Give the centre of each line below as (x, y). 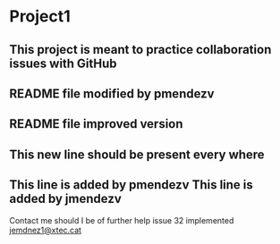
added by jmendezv (66, 199)
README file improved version (96, 124)
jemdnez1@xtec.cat (46, 230)
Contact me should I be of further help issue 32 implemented (122, 220)
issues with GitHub (64, 63)
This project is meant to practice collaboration (140, 50)
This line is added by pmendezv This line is (131, 185)
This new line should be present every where (137, 154)
